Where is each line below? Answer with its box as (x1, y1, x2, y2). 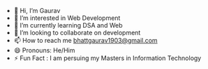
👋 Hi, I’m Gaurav (13, 7, 61, 14)
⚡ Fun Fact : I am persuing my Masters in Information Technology (13, 54, 202, 62)
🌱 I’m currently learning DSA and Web (13, 21, 123, 29)
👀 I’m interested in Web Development (13, 14, 121, 22)
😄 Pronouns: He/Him (13, 46, 75, 55)
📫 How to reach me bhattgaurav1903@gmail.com (13, 37, 158, 44)
